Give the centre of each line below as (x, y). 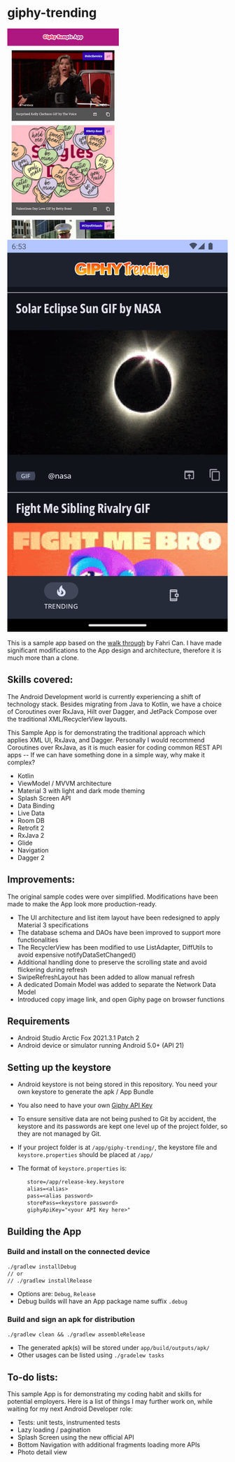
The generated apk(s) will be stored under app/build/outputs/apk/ (113, 1348)
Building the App (44, 1231)
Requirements (38, 1021)
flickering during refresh (52, 969)
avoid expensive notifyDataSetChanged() (77, 955)
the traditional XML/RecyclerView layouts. (67, 719)
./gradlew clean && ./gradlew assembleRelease (76, 1335)
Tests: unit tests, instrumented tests (69, 1422)
